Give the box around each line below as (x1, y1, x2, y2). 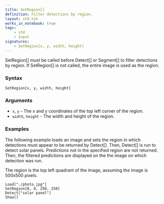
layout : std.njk (5, 16, 38, 21)
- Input (14, 35, 29, 40)
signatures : (5, 39, 29, 44)
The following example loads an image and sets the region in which (5, 137, 141, 143)
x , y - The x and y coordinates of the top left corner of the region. (12, 108, 144, 114)
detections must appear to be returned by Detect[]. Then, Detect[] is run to (5, 142, 156, 148)
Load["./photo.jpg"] (5, 182, 47, 187)
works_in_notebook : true (5, 21, 56, 26)
